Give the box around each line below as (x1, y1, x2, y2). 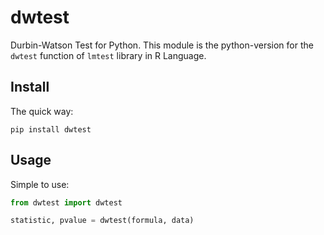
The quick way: (10, 105, 74, 117)
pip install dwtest (10, 124, 92, 135)
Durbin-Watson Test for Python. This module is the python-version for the (10, 39, 314, 51)
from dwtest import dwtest (10, 197, 123, 208)
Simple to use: (10, 178, 70, 190)
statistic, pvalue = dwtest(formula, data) (10, 216, 195, 226)
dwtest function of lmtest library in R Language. (10, 49, 207, 61)
